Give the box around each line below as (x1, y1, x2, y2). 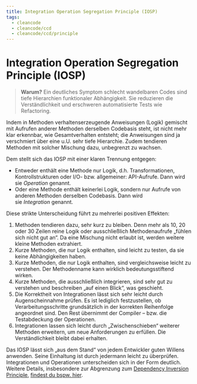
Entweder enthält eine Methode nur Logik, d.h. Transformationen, (14, 167, 175, 174)
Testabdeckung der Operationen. (14, 316, 96, 323)
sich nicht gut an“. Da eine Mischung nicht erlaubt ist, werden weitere (14, 234, 185, 241)
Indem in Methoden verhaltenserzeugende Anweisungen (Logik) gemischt (6, 119, 188, 126)
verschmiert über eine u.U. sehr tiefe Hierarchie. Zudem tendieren (6, 137, 167, 145)
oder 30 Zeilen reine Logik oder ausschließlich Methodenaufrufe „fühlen (14, 228, 192, 235)
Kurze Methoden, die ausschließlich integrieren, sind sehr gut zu (14, 278, 173, 285)
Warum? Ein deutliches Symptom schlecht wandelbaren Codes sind (20, 88, 188, 95)
